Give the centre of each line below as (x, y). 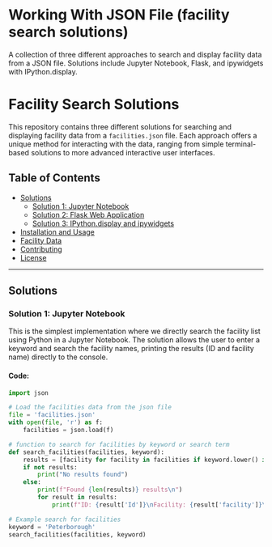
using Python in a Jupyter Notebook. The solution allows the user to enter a (134, 340)
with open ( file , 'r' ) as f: (56, 422)
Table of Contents (55, 178)
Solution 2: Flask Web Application (88, 214)
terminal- (241, 144)
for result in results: (77, 498)
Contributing (41, 249)
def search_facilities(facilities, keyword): (86, 452)
